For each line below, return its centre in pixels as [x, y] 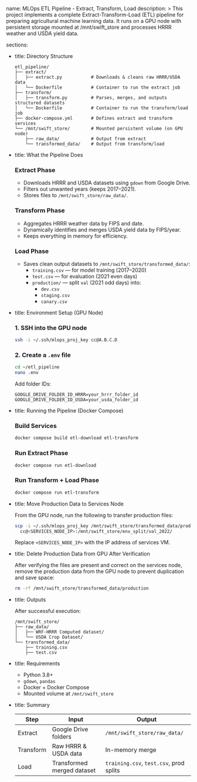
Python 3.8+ [38, 675]
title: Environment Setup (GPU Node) [59, 312]
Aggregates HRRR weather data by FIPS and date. [84, 223]
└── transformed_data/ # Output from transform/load [95, 144]
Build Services [36, 426]
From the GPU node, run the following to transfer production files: [94, 515]
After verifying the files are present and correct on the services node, [98, 565]
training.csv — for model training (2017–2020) [89, 270]
